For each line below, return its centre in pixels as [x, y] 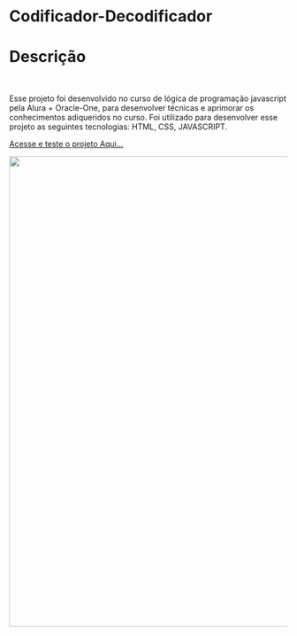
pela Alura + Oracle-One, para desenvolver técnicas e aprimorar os [132, 108]
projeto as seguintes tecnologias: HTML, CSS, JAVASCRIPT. [118, 127]
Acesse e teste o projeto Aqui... [66, 144]
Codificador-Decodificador [111, 16]
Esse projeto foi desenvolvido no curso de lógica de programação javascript [148, 98]
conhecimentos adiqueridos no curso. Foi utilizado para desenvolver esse [144, 118]
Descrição [48, 57]
